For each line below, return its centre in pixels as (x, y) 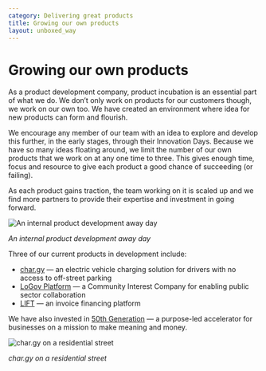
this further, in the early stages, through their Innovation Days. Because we (131, 141)
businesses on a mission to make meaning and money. (98, 327)
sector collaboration (53, 295)
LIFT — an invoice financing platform (80, 303)
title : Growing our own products (64, 23)
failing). (21, 176)
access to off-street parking (66, 278)
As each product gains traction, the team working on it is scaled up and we (131, 191)
